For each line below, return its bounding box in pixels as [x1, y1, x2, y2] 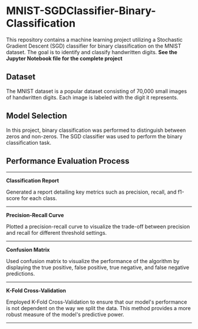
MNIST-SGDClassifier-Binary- [6, 4, 156, 18]
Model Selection [6, 111, 68, 121]
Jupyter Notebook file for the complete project [6, 55, 123, 62]
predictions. [6, 270, 35, 277]
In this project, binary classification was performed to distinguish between [6, 127, 186, 134]
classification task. [6, 139, 52, 146]
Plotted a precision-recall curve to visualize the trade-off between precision [6, 223, 190, 230]
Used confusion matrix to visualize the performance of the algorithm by [6, 258, 180, 265]
